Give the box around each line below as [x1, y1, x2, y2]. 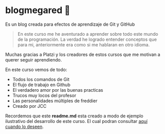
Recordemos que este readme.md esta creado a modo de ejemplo [5, 113, 143, 119]
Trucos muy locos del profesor [12, 92, 76, 98]
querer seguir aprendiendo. [5, 56, 62, 62]
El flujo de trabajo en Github [12, 82, 70, 88]
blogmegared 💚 [5, 5, 70, 16]
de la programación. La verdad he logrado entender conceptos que [17, 36, 157, 42]
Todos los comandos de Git [12, 76, 69, 82]
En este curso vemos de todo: [5, 66, 67, 73]
